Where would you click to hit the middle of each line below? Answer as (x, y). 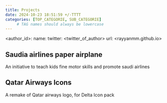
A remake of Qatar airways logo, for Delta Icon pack (60, 95)
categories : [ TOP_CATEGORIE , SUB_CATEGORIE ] (53, 19)
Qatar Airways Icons (39, 82)
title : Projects (22, 10)
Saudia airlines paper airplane (54, 55)
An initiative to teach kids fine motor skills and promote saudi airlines (77, 67)
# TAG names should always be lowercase (60, 24)
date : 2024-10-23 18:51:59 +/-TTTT (43, 15)
